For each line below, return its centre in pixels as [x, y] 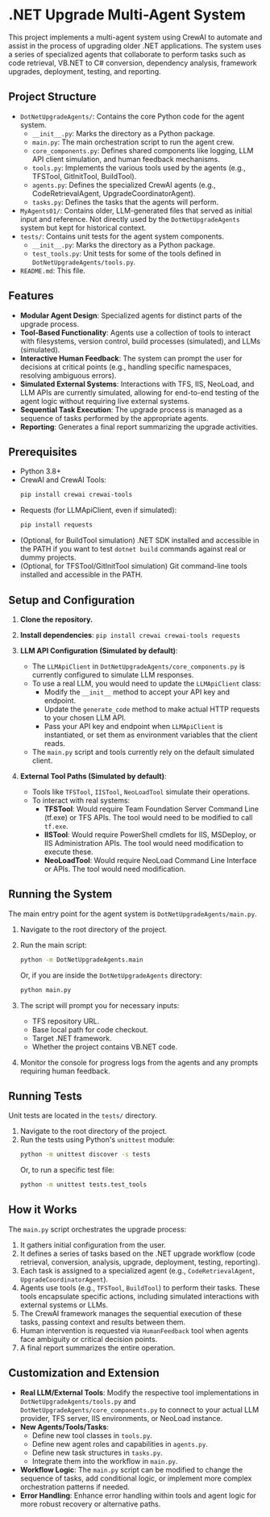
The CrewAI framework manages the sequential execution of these [131, 1313]
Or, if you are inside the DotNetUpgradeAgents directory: [111, 975]
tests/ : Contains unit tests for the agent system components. [122, 236]
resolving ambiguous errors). [68, 375]
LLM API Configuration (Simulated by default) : [99, 650]
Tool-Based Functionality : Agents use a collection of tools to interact [135, 332]
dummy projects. [48, 557]
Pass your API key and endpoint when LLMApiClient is [133, 726]
